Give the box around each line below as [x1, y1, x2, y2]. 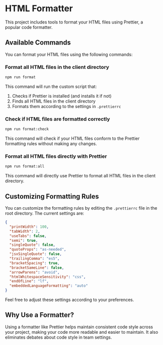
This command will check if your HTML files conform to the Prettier [5, 135, 140, 142]
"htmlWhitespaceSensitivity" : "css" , [9, 274, 86, 279]
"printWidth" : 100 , [9, 224, 49, 229]
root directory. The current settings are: [5, 211, 84, 216]
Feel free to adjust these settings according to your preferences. [5, 297, 134, 303]
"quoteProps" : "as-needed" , [9, 247, 67, 252]
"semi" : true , [9, 238, 38, 243]
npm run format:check [5, 127, 49, 132]
